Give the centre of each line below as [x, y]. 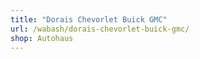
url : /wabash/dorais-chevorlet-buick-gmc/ [100, 29]
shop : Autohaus [42, 38]
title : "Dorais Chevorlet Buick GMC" [89, 19]
